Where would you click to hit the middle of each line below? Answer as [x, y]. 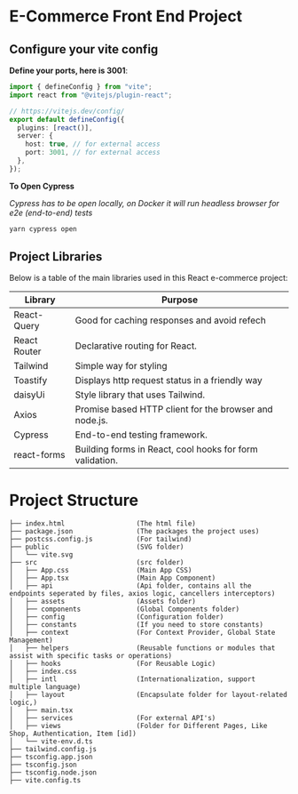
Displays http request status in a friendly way [169, 381]
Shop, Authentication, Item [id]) [73, 734]
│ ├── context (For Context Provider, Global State [142, 633]
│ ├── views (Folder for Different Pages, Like [138, 726]
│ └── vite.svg [41, 555]
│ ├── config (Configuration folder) [117, 617]
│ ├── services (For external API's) [113, 718]
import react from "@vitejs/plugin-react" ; [91, 95]
